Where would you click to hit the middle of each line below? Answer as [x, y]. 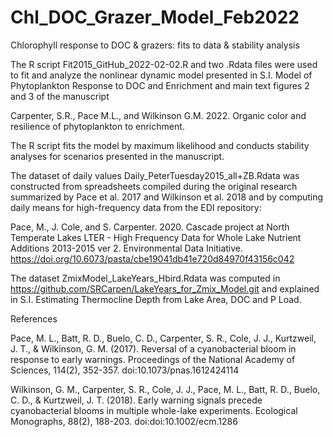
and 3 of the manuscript [60, 96]
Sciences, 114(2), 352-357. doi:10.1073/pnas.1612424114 [125, 370]
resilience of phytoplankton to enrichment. [97, 126]
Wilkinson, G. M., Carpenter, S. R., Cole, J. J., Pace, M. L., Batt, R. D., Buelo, [165, 389]
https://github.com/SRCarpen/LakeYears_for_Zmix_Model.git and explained [165, 288]
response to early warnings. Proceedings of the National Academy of [153, 359]
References [34, 318]
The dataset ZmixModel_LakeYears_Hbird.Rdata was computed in [145, 278]
